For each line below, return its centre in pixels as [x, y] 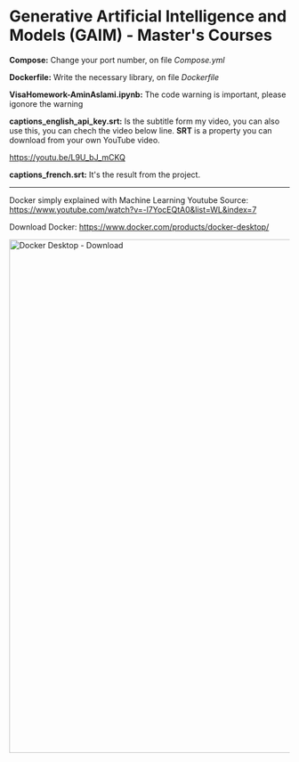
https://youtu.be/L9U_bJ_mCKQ [68, 157]
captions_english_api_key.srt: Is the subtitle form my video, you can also [145, 121]
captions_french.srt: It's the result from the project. [105, 174]
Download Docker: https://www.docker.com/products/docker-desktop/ [139, 227]
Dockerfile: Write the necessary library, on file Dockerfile [114, 77]
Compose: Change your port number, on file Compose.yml [117, 60]
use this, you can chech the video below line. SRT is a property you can [141, 130]
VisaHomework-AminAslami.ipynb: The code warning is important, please [148, 94]
